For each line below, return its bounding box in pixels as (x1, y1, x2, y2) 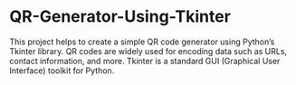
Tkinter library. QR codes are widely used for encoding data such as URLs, (9, 45, 288, 56)
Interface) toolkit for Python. (9, 65, 115, 76)
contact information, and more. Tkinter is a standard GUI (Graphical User (9, 55, 281, 66)
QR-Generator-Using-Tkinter (9, 6, 231, 27)
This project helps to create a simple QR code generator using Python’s (9, 36, 275, 47)
